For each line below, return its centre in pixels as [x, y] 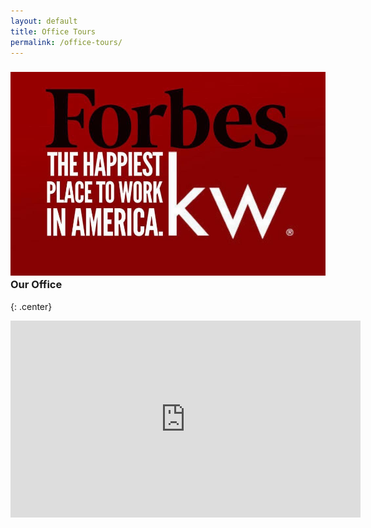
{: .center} [31, 306]
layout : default [44, 21]
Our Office [36, 285]
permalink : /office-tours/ [66, 42]
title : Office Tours [53, 31]
